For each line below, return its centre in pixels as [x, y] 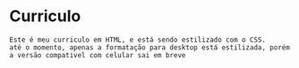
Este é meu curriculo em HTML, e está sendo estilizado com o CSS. [138, 40]
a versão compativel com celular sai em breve [98, 55]
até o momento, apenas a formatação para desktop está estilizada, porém [150, 47]
